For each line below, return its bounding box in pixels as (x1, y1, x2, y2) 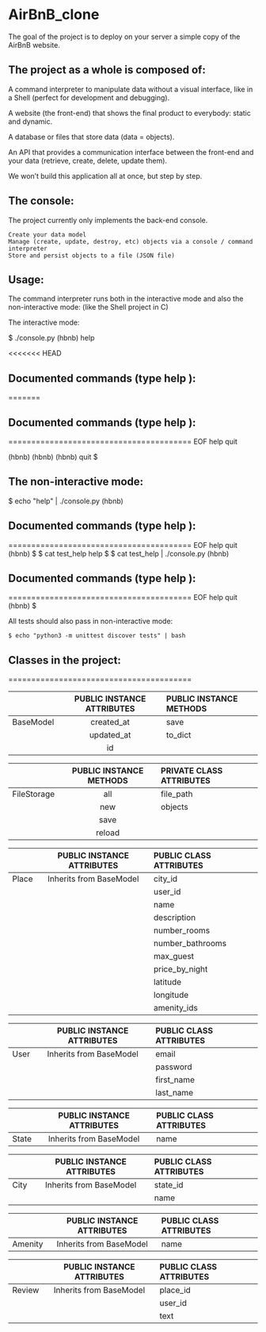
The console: (8, 194, 74, 208)
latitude (153, 976, 182, 987)
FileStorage (12, 788, 55, 799)
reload (96, 827, 120, 838)
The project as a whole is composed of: (8, 64, 206, 77)
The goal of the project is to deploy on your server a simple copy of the (8, 32, 241, 41)
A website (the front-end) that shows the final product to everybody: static (8, 108, 251, 117)
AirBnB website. (8, 40, 61, 49)
